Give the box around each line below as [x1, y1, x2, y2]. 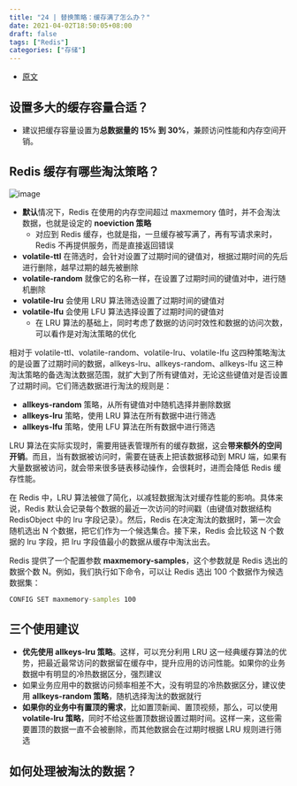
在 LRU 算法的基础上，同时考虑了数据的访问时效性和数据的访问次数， [34, 317, 287, 327]
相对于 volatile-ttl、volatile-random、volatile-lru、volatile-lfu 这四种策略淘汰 [9, 347, 286, 358]
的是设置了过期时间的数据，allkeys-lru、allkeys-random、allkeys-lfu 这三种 [9, 358, 284, 368]
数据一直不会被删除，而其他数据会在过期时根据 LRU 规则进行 [52, 724, 275, 735]
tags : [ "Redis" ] [9, 37, 69, 47]
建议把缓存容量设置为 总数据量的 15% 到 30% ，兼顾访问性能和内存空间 [21, 125, 279, 135]
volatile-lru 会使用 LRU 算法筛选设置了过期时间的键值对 [21, 295, 225, 305]
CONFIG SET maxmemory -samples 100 [9, 595, 137, 604]
